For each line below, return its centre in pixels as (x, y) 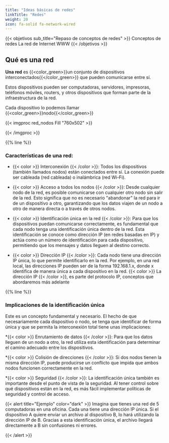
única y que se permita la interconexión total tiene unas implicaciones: (78, 327)
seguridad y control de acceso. (38, 394)
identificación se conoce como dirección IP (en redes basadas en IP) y (86, 235)
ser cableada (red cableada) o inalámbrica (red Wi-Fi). (69, 177)
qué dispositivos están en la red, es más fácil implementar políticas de (78, 388)
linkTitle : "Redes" (26, 15)
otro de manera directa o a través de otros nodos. (64, 209)
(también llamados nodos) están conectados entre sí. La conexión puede (88, 172)
